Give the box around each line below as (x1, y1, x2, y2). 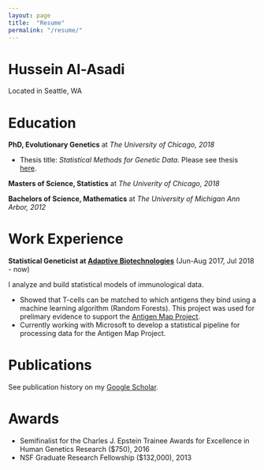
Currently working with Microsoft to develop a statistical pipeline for (19, 320, 240, 330)
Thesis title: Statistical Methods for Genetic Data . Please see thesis (19, 155, 239, 165)
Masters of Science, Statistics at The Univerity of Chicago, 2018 (8, 179, 220, 188)
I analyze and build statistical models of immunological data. (8, 280, 204, 289)
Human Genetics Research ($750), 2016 (19, 445, 150, 454)
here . (19, 163, 37, 173)
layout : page (8, 11, 51, 20)
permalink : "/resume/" (8, 26, 83, 34)
